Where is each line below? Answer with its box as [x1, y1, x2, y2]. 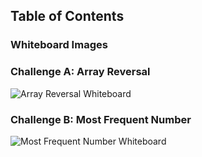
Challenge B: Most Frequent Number [10, 112, 192, 126]
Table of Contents [10, 8, 125, 25]
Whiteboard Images [10, 38, 108, 52]
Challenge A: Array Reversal [10, 65, 151, 79]
